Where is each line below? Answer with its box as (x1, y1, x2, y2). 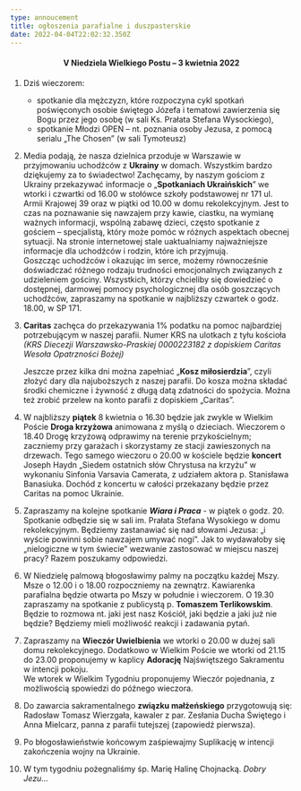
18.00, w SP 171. (22, 302, 82, 314)
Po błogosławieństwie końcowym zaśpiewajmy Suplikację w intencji (22, 736, 274, 747)
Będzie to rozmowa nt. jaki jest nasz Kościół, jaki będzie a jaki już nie (22, 608, 277, 619)
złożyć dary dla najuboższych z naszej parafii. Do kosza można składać (22, 375, 288, 386)
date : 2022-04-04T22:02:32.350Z (10, 30, 131, 39)
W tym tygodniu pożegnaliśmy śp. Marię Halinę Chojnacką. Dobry (22, 763, 267, 774)
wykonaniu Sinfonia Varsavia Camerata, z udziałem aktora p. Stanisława (22, 469, 289, 479)
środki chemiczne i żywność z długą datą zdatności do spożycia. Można (22, 384, 290, 395)
